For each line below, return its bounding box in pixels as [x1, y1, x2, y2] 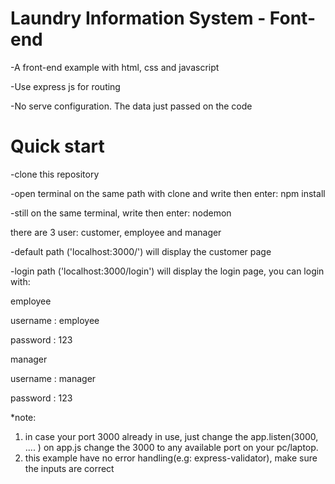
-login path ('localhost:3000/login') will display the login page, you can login [10, 265, 325, 277]
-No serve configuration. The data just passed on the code [10, 100, 253, 112]
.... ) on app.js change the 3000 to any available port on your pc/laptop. [24, 441, 319, 453]
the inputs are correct [24, 462, 115, 474]
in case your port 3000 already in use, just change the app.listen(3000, [24, 430, 319, 442]
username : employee [10, 314, 100, 326]
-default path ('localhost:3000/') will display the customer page [10, 245, 272, 257]
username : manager [10, 372, 97, 384]
